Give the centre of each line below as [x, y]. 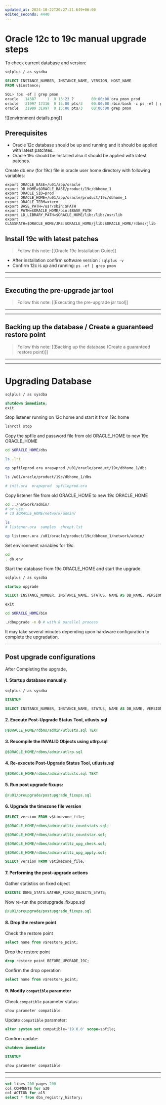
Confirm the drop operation [33, 971]
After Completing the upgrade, [36, 669]
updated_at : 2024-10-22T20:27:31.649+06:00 [51, 10]
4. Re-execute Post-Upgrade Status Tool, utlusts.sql [60, 763]
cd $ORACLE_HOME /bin [26, 614]
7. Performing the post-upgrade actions [46, 873]
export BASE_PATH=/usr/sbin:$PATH [41, 206]
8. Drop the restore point [31, 922]
